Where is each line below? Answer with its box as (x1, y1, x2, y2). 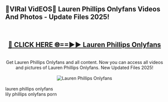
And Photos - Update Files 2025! (5, 13, 110, 21)
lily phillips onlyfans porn (5, 91, 57, 97)
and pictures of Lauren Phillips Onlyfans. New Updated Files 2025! (16, 64, 153, 70)
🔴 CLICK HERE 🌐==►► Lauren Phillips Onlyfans (8, 40, 161, 49)
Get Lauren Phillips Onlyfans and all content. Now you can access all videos (6, 59, 163, 65)
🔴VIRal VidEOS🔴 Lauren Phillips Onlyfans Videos (5, 5, 160, 13)
